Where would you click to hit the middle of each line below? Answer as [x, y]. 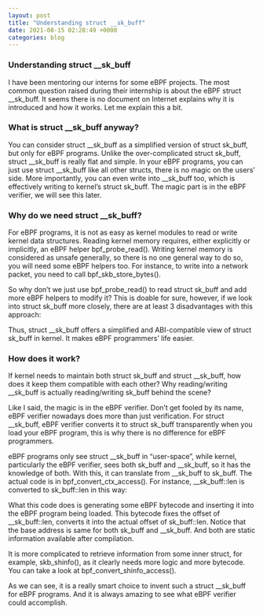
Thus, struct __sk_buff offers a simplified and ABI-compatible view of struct [130, 330]
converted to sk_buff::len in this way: [68, 490]
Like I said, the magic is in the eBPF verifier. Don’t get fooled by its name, [126, 408]
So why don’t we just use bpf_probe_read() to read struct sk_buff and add [128, 290]
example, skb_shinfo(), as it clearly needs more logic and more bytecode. [127, 562]
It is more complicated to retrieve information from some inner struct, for [125, 554]
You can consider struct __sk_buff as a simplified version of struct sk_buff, [128, 144]
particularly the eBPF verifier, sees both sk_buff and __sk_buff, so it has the [130, 465]
